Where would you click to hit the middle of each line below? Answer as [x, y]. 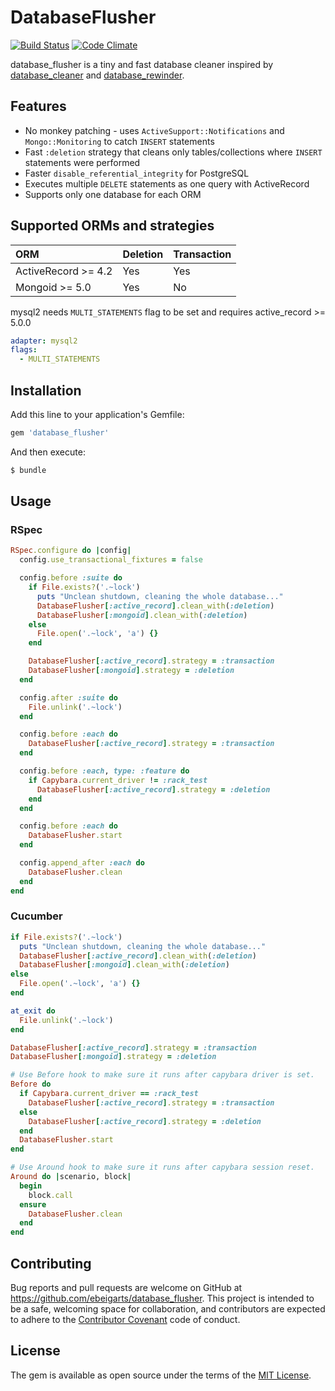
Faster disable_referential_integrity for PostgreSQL [137, 173]
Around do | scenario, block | [71, 1177]
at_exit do [33, 1011]
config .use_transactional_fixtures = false [111, 560]
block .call [51, 1195]
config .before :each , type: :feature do [104, 771]
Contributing [51, 1263]
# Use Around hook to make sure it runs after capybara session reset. [162, 1167]
